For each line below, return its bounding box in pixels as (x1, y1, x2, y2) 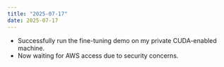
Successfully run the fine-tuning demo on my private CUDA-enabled (17, 36, 217, 44)
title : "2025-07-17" (7, 10, 69, 18)
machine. (17, 44, 45, 52)
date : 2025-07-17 (7, 17, 59, 24)
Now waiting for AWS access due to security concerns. (17, 51, 179, 60)
